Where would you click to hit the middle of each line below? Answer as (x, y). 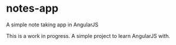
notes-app (32, 8)
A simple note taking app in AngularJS (52, 25)
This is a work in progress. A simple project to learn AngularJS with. (88, 36)
